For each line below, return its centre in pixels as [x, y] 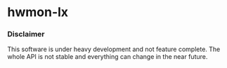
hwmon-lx [38, 12]
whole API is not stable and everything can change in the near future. [108, 57]
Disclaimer [26, 34]
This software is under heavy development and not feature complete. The [114, 49]
